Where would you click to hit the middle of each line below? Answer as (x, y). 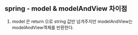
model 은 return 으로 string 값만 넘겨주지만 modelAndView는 (72, 21)
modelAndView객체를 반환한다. (43, 27)
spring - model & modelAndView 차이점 (66, 9)
